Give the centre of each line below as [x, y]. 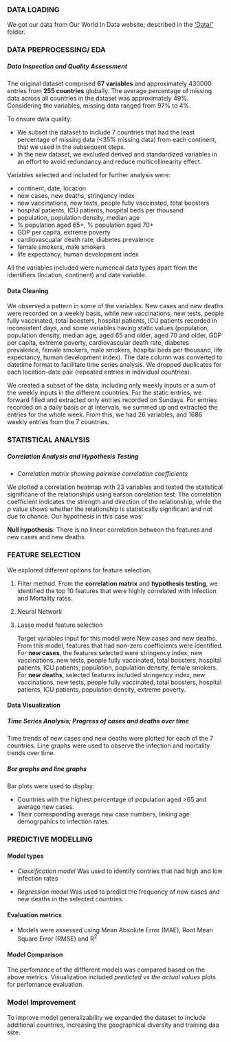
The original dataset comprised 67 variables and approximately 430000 [109, 83]
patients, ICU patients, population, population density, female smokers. [117, 668]
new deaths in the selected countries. [70, 899]
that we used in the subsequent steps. [71, 147]
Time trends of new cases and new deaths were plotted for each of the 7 [110, 739]
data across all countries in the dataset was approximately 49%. [98, 99]
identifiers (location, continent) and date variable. [77, 275]
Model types [25, 856]
